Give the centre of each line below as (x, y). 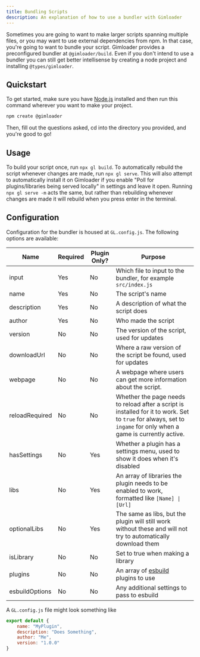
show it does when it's (147, 458)
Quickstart (26, 84)
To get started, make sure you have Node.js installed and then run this (92, 99)
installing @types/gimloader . (40, 66)
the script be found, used (151, 354)
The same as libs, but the (151, 514)
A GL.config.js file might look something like (61, 610)
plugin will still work (143, 521)
